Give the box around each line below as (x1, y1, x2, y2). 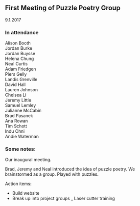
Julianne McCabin (5, 107, 42, 114)
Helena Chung (5, 56, 34, 62)
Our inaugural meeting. (5, 157, 51, 163)
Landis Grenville (5, 77, 38, 82)
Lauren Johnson (5, 87, 38, 93)
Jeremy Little (5, 97, 32, 103)
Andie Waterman (5, 134, 39, 140)
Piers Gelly (5, 71, 27, 77)
